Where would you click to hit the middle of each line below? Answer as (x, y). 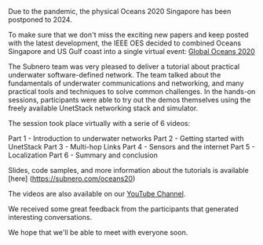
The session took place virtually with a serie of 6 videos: (99, 123)
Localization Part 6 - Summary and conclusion (83, 155)
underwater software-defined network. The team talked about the (115, 75)
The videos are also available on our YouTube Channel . (97, 194)
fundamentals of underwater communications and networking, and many (126, 83)
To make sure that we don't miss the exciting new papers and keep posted (128, 35)
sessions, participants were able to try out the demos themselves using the (130, 100)
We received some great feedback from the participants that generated (124, 209)
